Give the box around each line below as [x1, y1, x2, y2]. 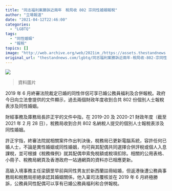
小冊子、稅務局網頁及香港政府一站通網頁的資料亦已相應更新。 [5, 157, 136, 163]
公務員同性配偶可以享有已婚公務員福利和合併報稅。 [14, 180, 122, 187]
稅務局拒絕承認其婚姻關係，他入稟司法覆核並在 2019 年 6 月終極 [18, 174, 154, 180]
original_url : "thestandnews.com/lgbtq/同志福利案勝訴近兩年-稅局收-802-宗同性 [5, 55, 167, 60]
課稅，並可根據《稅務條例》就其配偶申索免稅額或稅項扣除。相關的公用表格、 [5, 151, 167, 157]
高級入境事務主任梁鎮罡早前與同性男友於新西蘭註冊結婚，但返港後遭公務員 [5, 167, 162, 174]
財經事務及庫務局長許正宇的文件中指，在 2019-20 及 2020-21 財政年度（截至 [5, 114, 167, 120]
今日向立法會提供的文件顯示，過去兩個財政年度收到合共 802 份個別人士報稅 [5, 97, 164, 103]
